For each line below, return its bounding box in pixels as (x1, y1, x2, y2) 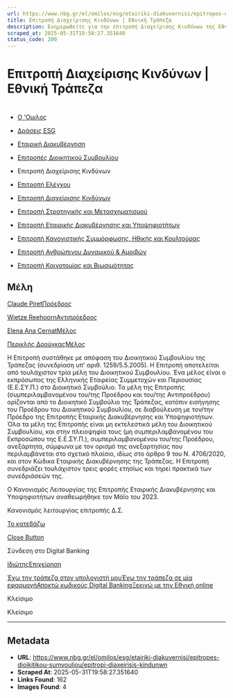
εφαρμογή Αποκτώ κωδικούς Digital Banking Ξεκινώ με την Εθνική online (7, 581, 214, 589)
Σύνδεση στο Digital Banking (7, 547, 90, 555)
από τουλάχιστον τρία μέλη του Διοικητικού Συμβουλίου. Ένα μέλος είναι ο (7, 368, 226, 376)
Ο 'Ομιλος (17, 113, 47, 121)
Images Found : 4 (17, 683, 67, 691)
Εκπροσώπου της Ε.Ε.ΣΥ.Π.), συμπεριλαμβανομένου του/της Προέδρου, (7, 435, 215, 443)
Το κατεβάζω (7, 520, 46, 528)
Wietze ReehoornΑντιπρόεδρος (7, 313, 98, 322)
